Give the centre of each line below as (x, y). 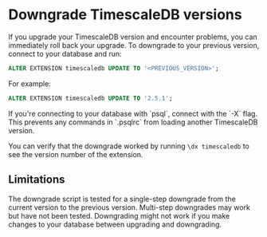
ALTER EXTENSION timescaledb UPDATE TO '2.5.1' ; (90, 98)
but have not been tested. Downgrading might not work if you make (119, 215)
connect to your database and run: (65, 53)
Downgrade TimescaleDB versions (125, 15)
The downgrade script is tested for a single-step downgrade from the (122, 199)
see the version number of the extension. (76, 154)
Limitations (37, 180)
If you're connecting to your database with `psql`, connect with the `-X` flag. (133, 113)
